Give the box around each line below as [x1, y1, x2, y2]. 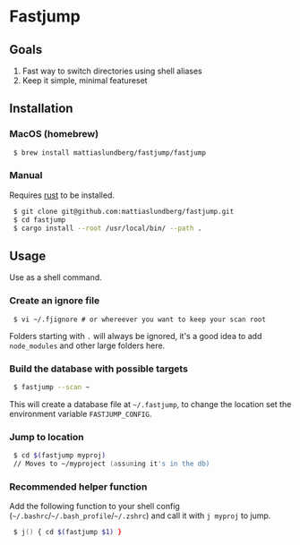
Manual [9, 169, 43, 182]
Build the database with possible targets [9, 362, 188, 375]
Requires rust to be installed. [9, 190, 115, 200]
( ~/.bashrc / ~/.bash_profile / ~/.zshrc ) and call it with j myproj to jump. [9, 510, 271, 521]
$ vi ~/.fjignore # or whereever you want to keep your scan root [13, 315, 267, 324]
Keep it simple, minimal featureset [21, 75, 148, 86]
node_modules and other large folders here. [9, 340, 166, 351]
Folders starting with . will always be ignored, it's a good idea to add [9, 330, 262, 341]
